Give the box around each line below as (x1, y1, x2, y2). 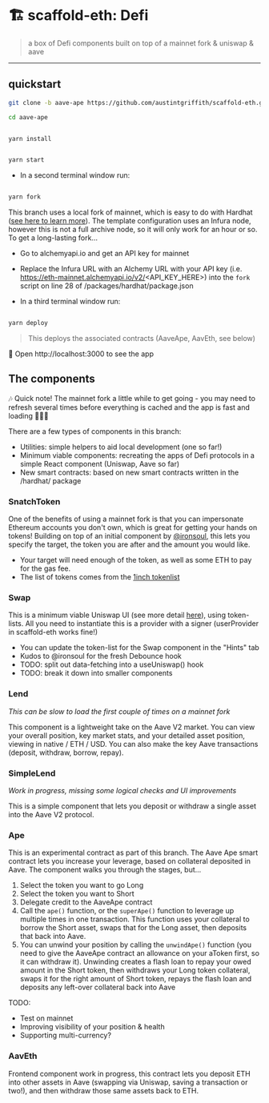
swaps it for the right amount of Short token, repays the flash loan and (19, 974, 252, 984)
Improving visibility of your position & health (19, 1022, 166, 1032)
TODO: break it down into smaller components (19, 668, 173, 678)
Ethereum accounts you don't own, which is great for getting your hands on (8, 523, 258, 532)
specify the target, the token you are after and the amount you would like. (8, 539, 251, 549)
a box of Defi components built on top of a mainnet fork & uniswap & (27, 38, 254, 48)
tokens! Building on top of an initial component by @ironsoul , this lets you (8, 531, 251, 541)
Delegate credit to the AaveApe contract (19, 897, 153, 907)
